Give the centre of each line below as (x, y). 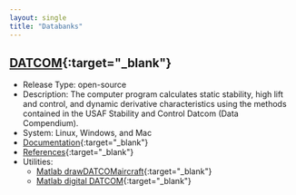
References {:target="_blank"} (78, 152)
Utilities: (38, 162)
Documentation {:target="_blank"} (85, 142)
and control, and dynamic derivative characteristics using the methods (155, 104)
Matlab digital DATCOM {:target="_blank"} (114, 181)
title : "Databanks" (46, 26)
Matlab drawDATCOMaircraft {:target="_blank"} (124, 171)
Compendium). (50, 123)
